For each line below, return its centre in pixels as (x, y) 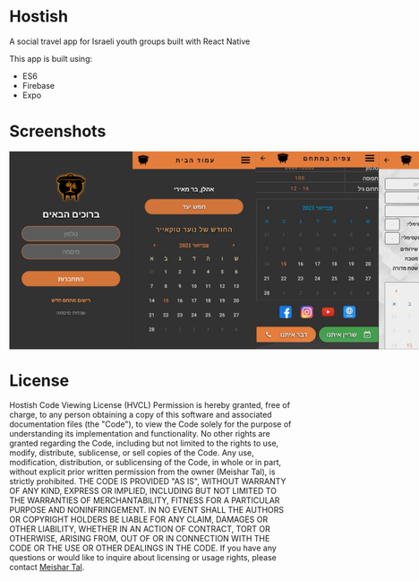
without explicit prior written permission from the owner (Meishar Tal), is (142, 472)
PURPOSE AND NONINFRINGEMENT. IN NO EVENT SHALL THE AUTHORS (147, 510)
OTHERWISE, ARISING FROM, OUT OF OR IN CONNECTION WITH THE (140, 539)
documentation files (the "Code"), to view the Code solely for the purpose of (150, 424)
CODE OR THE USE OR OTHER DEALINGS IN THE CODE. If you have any (143, 548)
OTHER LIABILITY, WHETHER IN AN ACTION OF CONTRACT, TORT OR (140, 529)
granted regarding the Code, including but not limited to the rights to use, (144, 443)
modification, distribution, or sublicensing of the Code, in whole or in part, (145, 463)
